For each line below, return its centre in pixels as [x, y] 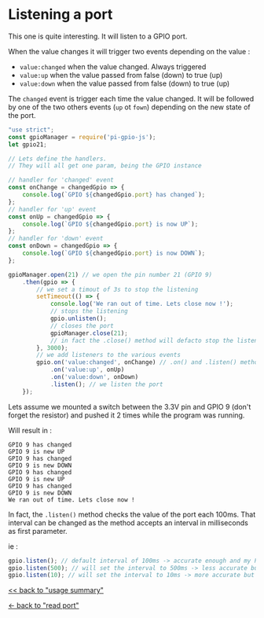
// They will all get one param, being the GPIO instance [105, 166]
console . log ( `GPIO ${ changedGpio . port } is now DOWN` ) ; [114, 253]
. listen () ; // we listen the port [106, 384]
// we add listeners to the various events [108, 355]
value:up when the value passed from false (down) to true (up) [121, 75]
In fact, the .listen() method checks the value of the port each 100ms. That [132, 514]
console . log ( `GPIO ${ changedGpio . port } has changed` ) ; [114, 195]
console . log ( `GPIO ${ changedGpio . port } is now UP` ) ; [110, 224]
